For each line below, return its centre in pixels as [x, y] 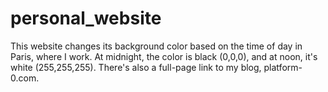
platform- [283, 67]
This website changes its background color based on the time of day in [156, 46]
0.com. [25, 78]
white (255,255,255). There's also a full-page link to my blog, [136, 67]
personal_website [86, 18]
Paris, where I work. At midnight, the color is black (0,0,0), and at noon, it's [164, 56]
